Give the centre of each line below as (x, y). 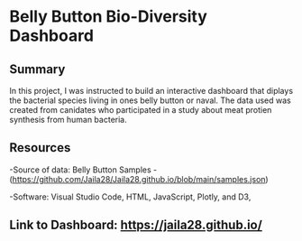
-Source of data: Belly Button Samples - (83, 170)
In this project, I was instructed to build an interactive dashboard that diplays (151, 91)
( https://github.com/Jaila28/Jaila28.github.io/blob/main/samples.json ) (139, 179)
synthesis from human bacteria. (69, 120)
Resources (40, 148)
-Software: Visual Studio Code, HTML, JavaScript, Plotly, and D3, (130, 197)
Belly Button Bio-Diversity (108, 17)
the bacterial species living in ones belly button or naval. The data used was (150, 100)
